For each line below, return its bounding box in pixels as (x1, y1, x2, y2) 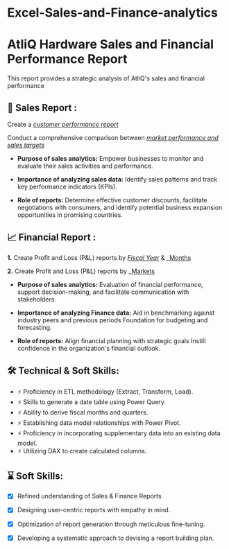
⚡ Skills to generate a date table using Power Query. (17, 397, 167, 406)
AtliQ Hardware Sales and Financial (7, 37, 214, 53)
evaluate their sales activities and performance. (17, 162, 153, 170)
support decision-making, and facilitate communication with (17, 288, 189, 296)
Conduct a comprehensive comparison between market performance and (7, 133, 219, 141)
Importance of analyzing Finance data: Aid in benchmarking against (17, 308, 215, 317)
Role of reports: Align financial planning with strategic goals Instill (17, 336, 206, 345)
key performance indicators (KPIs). (17, 182, 118, 191)
